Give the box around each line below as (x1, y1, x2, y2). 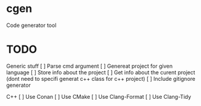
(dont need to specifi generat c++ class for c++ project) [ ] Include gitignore (6, 75, 196, 82)
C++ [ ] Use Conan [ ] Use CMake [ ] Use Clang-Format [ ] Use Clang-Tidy (6, 93, 191, 100)
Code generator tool (6, 22, 57, 29)
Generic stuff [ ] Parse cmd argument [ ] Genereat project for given (6, 62, 173, 69)
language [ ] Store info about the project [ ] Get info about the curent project (6, 68, 196, 76)
